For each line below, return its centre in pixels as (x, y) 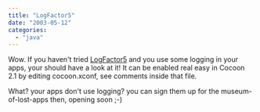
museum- (236, 92)
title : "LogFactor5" (42, 15)
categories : (27, 30)
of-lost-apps (28, 99)
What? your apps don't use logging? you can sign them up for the (114, 92)
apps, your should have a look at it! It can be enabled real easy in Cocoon (126, 68)
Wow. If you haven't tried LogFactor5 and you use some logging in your (123, 60)
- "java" (29, 37)
